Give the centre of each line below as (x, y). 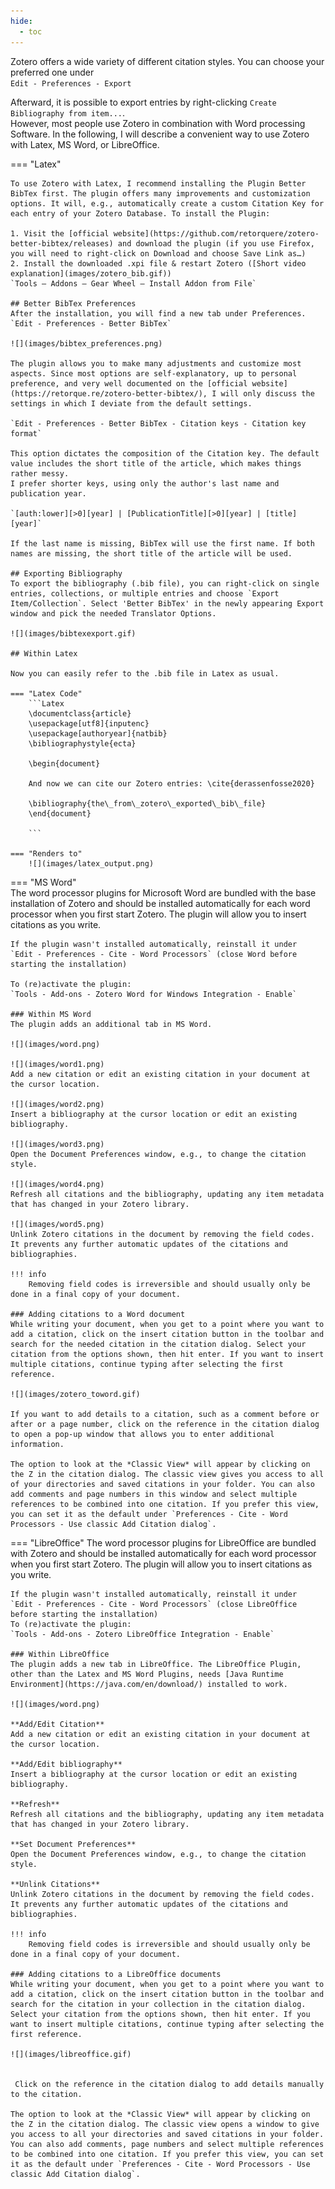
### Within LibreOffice (60, 1654)
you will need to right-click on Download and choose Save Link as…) (158, 253)
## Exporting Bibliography (66, 573)
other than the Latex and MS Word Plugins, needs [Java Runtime (147, 1674)
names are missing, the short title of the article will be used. (151, 553)
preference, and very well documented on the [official (129, 383)
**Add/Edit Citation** (57, 1724)
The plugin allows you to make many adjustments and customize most (156, 363)
